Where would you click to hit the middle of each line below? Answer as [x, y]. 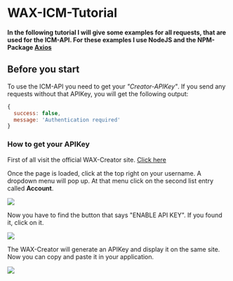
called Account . [31, 188]
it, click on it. [26, 222]
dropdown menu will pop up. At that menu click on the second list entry [111, 181]
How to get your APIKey [48, 144]
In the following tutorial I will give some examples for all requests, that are [117, 32]
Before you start [44, 69]
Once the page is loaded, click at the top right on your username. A [104, 173]
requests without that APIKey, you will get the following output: [98, 93]
